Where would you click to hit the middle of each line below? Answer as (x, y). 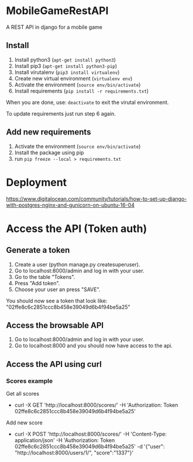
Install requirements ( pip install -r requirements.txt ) (82, 91)
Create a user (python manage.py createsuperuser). (77, 264)
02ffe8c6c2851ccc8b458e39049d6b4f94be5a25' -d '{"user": (89, 446)
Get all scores (23, 394)
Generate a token (38, 250)
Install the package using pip (49, 152)
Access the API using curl (54, 364)
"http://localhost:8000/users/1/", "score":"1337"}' (74, 453)
